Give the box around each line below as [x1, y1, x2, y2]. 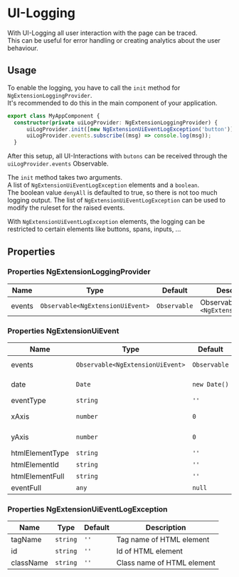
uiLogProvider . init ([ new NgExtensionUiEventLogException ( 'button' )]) [26, 126, 237, 133]
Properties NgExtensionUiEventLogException [7, 504, 169, 514]
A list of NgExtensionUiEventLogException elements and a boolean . [7, 180, 200, 190]
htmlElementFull [11, 471, 65, 481]
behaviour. [7, 44, 39, 52]
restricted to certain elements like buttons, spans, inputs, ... [7, 225, 181, 233]
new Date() [191, 380, 229, 389]
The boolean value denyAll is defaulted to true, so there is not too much [7, 188, 218, 197]
